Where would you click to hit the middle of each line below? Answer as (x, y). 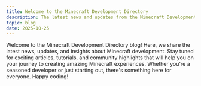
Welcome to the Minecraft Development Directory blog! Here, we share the (98, 45)
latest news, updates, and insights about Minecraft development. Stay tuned (100, 52)
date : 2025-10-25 (28, 28)
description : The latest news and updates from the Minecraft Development (101, 17)
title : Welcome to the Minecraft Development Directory (77, 12)
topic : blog (21, 23)
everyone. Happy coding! (37, 77)
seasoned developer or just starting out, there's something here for (89, 70)
